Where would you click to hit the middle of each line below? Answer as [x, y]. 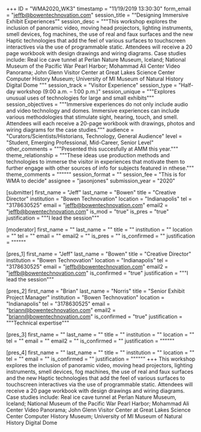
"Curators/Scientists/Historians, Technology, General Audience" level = [94, 136]
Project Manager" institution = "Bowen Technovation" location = [85, 297]
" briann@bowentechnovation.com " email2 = [61, 310]
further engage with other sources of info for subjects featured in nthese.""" [100, 168]
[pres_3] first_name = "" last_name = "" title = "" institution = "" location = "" [100, 334]
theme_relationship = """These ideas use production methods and [88, 155]
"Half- [186, 85]
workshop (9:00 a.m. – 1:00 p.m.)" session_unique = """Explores [96, 91]
